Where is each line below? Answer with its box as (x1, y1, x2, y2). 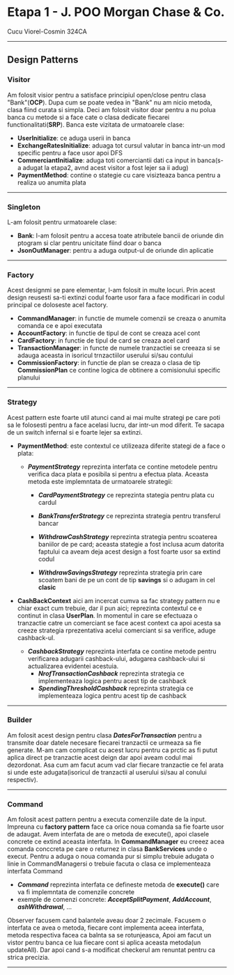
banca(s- (197, 156, 224, 164)
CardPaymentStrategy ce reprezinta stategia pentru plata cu (38, 490, 214, 499)
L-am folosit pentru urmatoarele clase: (7, 217, 117, 226)
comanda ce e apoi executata (17, 322, 102, 330)
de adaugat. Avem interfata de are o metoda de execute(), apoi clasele (7, 830, 210, 838)
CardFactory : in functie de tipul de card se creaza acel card (17, 336, 190, 345)
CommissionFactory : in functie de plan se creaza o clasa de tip (17, 359, 201, 367)
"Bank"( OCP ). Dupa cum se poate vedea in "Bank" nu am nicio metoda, (7, 98, 212, 107)
